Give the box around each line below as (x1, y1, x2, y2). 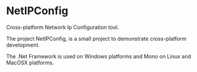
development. (6, 41, 40, 48)
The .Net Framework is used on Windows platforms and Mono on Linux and (6, 53, 192, 60)
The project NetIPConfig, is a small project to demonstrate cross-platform (6, 35, 187, 42)
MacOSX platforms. (6, 59, 54, 66)
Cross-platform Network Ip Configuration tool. (6, 24, 119, 31)
